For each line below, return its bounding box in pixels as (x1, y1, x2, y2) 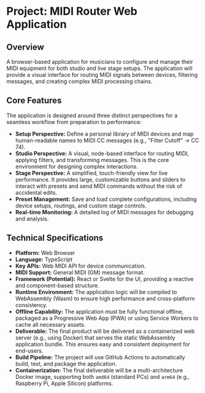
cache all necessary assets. (15, 321, 86, 328)
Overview (6, 42, 45, 52)
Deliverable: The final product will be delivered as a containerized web (15, 327, 195, 335)
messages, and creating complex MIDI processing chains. (6, 78, 153, 85)
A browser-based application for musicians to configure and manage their (6, 58, 193, 65)
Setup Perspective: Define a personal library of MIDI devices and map (15, 130, 194, 138)
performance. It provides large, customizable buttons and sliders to (15, 176, 186, 183)
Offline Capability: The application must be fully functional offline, (15, 308, 184, 315)
